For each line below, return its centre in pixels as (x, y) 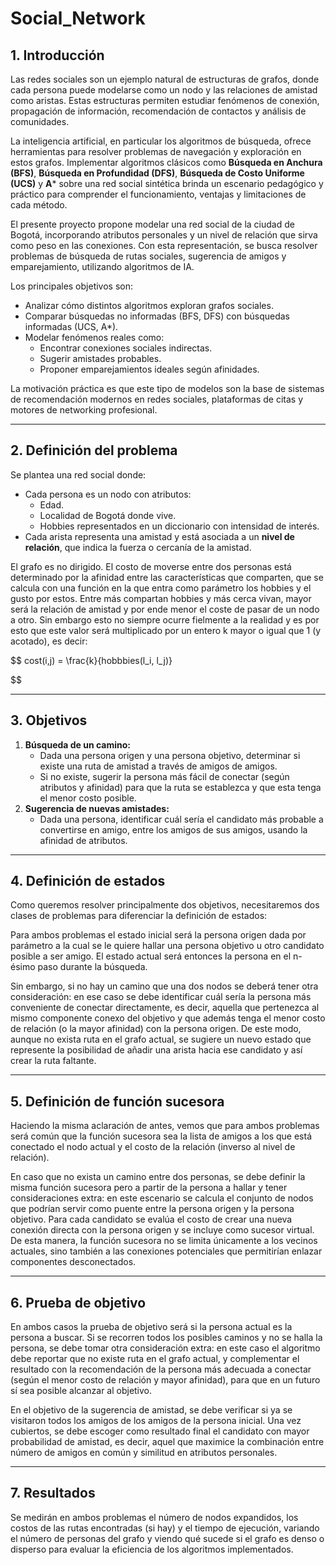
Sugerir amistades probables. (100, 358)
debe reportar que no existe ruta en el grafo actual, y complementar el (155, 1359)
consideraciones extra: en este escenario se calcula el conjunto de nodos (162, 1198)
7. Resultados (53, 1493)
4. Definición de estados (88, 881)
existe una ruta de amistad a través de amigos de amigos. (158, 766)
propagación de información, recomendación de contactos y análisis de (158, 111)
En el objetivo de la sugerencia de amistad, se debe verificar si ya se (151, 1410)
